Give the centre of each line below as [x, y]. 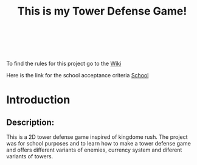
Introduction [38, 100]
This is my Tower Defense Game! [102, 11]
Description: [30, 122]
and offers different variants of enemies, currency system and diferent [94, 150]
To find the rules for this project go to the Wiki [64, 64]
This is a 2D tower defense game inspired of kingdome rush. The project [97, 137]
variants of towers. [30, 156]
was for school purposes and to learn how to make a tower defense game [99, 144]
